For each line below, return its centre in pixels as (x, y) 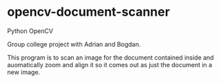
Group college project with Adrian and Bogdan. (74, 44)
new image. (23, 72)
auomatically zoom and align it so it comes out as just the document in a (110, 64)
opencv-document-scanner (89, 12)
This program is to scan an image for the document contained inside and (110, 57)
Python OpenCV (30, 31)
